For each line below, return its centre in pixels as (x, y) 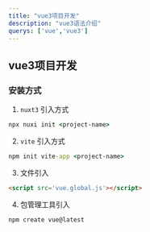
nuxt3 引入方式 (44, 110)
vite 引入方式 (43, 141)
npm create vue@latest (46, 220)
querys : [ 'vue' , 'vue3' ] (48, 31)
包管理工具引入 (45, 204)
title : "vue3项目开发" (44, 16)
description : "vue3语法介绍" (55, 23)
